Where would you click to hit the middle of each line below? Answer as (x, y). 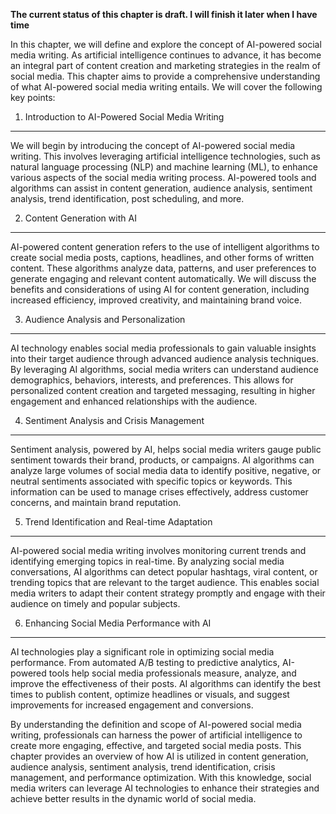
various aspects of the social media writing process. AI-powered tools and (163, 177)
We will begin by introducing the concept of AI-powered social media (153, 145)
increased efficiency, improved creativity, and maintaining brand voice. (156, 300)
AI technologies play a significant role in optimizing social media (142, 652)
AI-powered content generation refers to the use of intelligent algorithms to (165, 247)
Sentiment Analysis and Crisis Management (114, 420)
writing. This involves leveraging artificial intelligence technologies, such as (166, 156)
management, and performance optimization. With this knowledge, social (161, 777)
